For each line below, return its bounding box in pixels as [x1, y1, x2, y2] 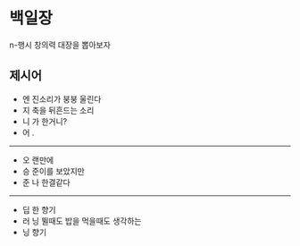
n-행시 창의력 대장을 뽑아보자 [9, 39, 112, 50]
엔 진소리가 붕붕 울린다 [21, 93, 102, 104]
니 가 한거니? [21, 115, 68, 126]
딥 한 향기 [21, 204, 56, 215]
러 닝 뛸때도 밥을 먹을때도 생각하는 [21, 216, 142, 226]
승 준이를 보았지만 [21, 165, 85, 176]
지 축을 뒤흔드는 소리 [21, 105, 95, 115]
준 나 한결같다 [21, 176, 71, 188]
